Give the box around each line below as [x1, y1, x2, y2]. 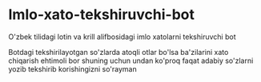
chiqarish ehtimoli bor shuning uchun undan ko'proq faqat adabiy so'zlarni [8, 56, 254, 65]
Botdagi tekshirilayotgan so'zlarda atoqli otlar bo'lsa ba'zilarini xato [8, 47, 229, 57]
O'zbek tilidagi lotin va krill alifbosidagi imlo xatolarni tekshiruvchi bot [8, 32, 236, 41]
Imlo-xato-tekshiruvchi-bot [8, 6, 195, 24]
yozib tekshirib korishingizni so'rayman [8, 64, 138, 73]
